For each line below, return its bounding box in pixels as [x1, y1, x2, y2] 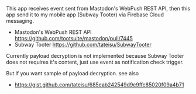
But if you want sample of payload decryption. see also [6, 70, 139, 76]
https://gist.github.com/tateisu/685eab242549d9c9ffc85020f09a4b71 [14, 81, 184, 88]
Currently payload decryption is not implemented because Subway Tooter [6, 53, 184, 59]
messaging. [6, 18, 34, 24]
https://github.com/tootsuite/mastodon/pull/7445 [14, 35, 133, 41]
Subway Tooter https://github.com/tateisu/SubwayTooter [14, 41, 152, 48]
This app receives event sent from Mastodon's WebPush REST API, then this [6, 5, 191, 12]
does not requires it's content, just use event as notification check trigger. [6, 58, 184, 65]
